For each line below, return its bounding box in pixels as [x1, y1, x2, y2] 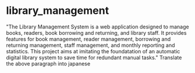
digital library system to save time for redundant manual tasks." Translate [6, 54, 182, 61]
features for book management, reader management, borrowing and [6, 35, 171, 42]
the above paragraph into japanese [6, 60, 91, 67]
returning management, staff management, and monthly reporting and [6, 42, 175, 49]
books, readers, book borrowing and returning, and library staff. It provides [6, 29, 187, 36]
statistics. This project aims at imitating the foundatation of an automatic [6, 48, 180, 54]
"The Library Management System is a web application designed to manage [6, 23, 189, 30]
